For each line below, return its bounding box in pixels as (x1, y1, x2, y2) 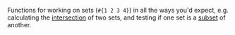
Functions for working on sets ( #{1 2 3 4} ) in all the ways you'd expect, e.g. (7, 6, 229, 14)
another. (7, 21, 32, 29)
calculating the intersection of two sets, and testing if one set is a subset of (7, 13, 226, 22)
